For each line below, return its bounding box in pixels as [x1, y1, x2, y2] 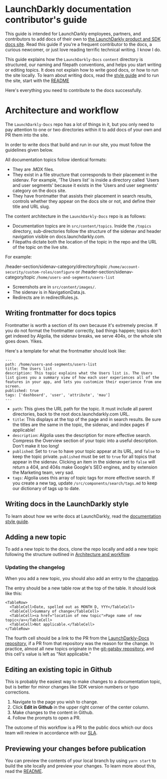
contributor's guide [5, 14, 87, 25]
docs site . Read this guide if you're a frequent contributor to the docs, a [5, 41, 152, 47]
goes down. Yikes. [5, 338, 43, 344]
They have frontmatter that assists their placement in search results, [12, 192, 153, 198]
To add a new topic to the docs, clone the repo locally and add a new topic [5, 546, 159, 552]
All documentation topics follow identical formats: [5, 156, 107, 162]
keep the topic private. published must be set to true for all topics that [12, 453, 157, 459]
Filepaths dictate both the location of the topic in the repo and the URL [12, 238, 157, 244]
